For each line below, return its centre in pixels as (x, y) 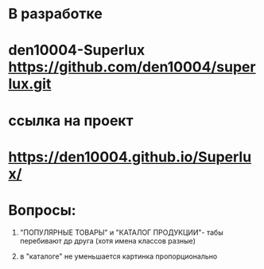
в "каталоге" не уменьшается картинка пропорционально (118, 256)
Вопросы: (43, 210)
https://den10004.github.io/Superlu (130, 157)
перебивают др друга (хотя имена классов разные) (108, 240)
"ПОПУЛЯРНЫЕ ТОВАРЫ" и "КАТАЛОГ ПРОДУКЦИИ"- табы (122, 232)
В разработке (56, 14)
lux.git (30, 84)
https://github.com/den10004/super (132, 67)
